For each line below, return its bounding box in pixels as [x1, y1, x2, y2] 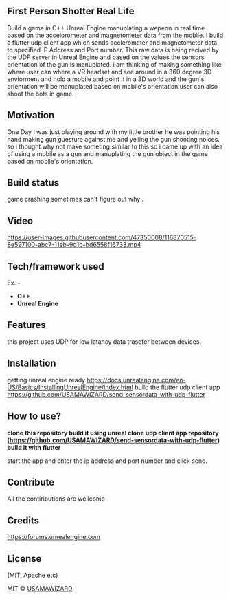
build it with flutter [7, 443, 61, 451]
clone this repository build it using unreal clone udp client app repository [7, 428, 219, 437]
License [7, 553, 42, 565]
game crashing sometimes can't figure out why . [7, 195, 144, 204]
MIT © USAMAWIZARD [7, 584, 73, 592]
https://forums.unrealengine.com [7, 533, 101, 541]
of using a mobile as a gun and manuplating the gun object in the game [7, 149, 208, 157]
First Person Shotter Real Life [7, 6, 135, 17]
